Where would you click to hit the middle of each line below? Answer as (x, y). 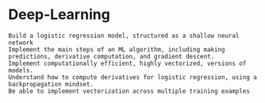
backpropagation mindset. (51, 84)
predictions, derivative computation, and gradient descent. (111, 56)
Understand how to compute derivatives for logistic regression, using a (133, 77)
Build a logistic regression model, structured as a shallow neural (124, 36)
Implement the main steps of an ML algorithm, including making (117, 49)
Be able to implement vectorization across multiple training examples (129, 91)
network (21, 42)
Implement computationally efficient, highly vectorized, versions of (127, 63)
